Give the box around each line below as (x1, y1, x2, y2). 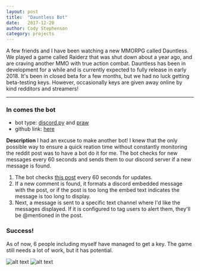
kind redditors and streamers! (6, 85, 79, 92)
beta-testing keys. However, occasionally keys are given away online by (6, 79, 183, 86)
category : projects (6, 31, 55, 37)
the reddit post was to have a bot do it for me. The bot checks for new (6, 149, 178, 157)
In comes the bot (6, 105, 56, 114)
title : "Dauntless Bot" (6, 14, 68, 20)
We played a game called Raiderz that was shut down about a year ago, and (6, 54, 192, 61)
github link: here (14, 126, 55, 133)
